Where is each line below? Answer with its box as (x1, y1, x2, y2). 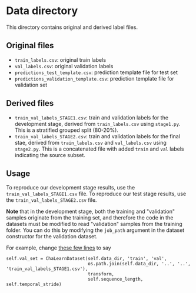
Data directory (6, 4, 78, 18)
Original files (6, 41, 54, 51)
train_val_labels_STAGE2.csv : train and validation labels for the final (14, 132, 181, 139)
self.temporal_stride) (6, 281, 62, 288)
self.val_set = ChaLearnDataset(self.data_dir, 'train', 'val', (6, 256, 167, 262)
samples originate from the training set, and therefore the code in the (6, 214, 174, 221)
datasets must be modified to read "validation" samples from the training (6, 221, 182, 228)
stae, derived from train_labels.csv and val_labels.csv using (14, 139, 167, 146)
